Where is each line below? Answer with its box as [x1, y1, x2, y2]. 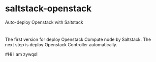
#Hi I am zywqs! [5, 51, 38, 57]
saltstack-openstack [5, 3, 92, 14]
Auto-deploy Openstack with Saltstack [5, 19, 84, 25]
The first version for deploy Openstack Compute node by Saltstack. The [5, 36, 151, 42]
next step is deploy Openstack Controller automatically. [5, 42, 117, 48]
